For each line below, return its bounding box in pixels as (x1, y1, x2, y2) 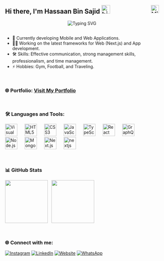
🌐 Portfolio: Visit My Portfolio (5, 87, 76, 94)
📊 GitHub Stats (5, 167, 42, 174)
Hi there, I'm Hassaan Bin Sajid (5, 7, 100, 16)
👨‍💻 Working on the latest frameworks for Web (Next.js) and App (12, 40, 141, 46)
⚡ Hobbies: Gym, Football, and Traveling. (12, 63, 94, 69)
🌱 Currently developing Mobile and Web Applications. (12, 35, 120, 41)
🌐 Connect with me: (5, 239, 54, 246)
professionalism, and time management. (12, 58, 93, 64)
